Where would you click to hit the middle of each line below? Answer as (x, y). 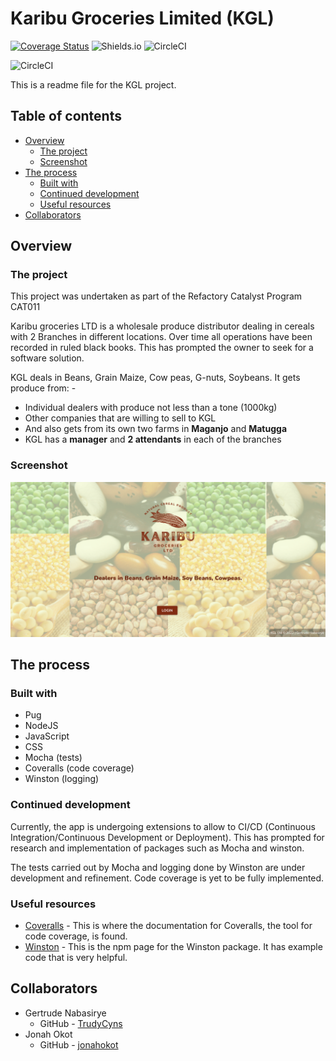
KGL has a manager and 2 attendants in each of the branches (153, 439)
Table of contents (66, 116)
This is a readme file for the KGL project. (93, 84)
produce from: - (43, 388)
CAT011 (25, 307)
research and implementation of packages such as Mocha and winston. (157, 848)
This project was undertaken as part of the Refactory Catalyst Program (156, 296)
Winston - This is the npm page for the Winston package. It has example (173, 947)
